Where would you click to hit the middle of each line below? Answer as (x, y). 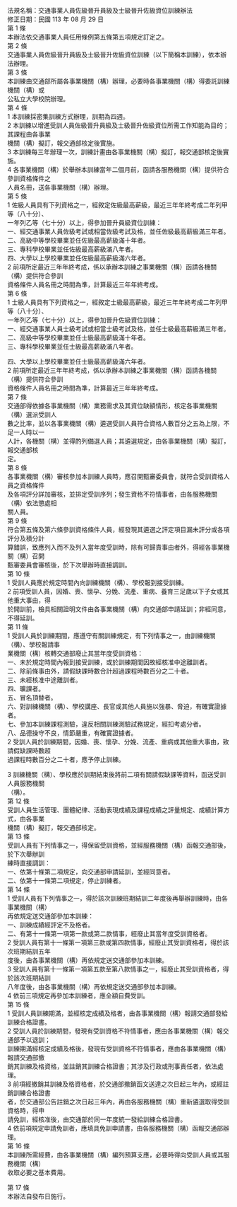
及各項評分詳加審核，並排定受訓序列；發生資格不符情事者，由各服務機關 (112, 494)
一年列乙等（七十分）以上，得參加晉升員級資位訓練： (85, 223)
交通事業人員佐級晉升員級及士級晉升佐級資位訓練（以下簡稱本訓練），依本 (114, 54)
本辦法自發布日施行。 (38, 1196)
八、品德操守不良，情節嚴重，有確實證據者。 (72, 733)
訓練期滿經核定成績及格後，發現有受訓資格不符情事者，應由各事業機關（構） (119, 1049)
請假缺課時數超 (29, 751)
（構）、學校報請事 (34, 645)
